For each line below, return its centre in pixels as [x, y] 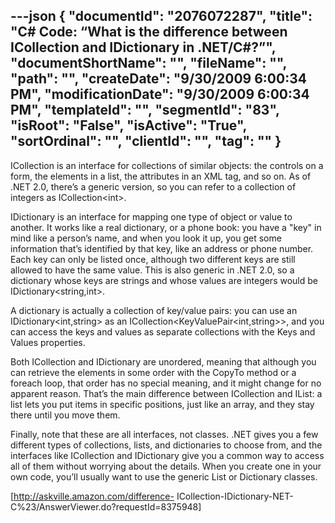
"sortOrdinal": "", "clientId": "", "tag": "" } [146, 141]
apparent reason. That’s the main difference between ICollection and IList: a [166, 393]
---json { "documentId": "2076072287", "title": [161, 16]
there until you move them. [65, 415]
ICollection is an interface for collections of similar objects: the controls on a [167, 165]
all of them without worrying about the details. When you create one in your [166, 466]
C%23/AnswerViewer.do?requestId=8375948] [106, 506]
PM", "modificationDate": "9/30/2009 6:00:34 [160, 94]
